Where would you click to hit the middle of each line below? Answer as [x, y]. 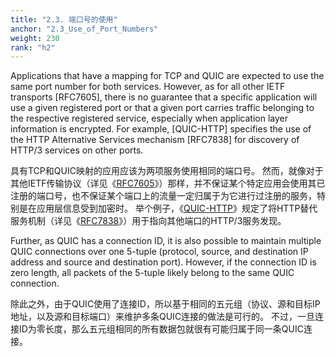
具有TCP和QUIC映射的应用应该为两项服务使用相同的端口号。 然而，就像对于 [167, 171]
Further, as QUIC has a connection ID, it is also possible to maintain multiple [166, 241]
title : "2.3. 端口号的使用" [64, 19]
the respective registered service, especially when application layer [149, 118]
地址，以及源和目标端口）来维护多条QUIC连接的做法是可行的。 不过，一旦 [163, 317]
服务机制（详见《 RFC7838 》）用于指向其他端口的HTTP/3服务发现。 [148, 221]
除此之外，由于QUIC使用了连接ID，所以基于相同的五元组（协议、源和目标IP [165, 304]
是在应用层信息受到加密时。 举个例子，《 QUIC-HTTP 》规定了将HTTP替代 [168, 208]
